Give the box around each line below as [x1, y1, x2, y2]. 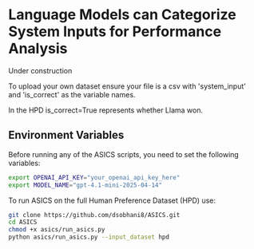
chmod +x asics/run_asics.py [8, 226, 105, 234]
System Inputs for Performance [8, 22, 222, 41]
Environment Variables [8, 128, 125, 142]
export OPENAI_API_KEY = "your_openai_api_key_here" [8, 173, 181, 181]
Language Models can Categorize [8, 6, 237, 24]
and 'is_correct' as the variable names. [8, 89, 136, 99]
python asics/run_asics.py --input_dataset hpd [8, 233, 170, 241]
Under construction [8, 65, 73, 75]
